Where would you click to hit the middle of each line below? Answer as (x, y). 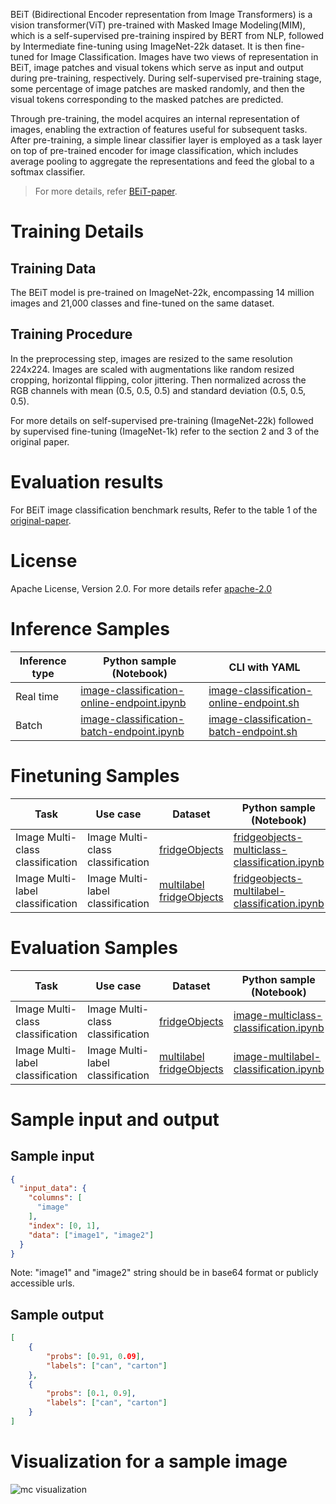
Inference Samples (90, 628)
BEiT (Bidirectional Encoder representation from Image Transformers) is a (161, 14)
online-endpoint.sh (254, 702)
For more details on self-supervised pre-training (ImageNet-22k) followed (162, 420)
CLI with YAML (264, 667)
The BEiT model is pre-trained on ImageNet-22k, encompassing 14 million (162, 292)
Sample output (57, 1314)
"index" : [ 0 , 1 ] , (64, 1225)
